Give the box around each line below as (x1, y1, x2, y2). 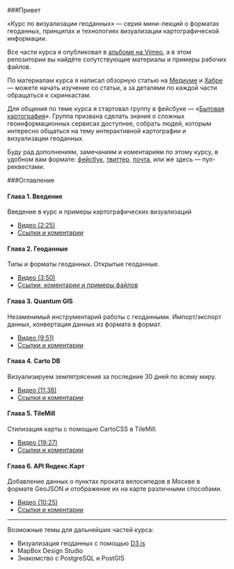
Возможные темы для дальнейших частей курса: (7, 526, 155, 534)
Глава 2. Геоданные (7, 244, 68, 253)
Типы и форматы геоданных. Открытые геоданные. (7, 260, 160, 268)
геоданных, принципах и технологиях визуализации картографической (7, 27, 219, 35)
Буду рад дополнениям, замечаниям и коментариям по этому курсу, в (7, 148, 219, 156)
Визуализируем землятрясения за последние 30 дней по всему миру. (7, 372, 217, 380)
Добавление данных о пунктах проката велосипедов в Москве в (7, 478, 201, 486)
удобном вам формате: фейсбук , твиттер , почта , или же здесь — (7, 155, 201, 163)
